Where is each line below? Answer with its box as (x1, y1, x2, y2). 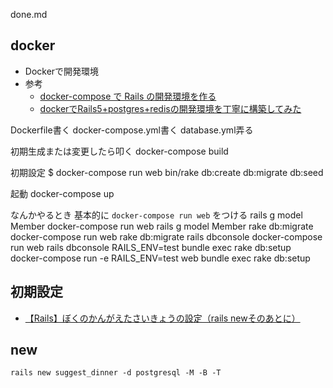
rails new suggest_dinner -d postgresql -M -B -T (10, 368, 222, 378)
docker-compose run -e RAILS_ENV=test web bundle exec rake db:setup (10, 252, 311, 264)
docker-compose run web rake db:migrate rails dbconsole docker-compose (10, 230, 323, 243)
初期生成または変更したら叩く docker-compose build (10, 145, 229, 157)
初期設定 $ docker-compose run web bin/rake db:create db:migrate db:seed (10, 166, 324, 178)
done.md (10, 9, 48, 20)
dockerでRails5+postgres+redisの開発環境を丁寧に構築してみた (39, 102, 302, 114)
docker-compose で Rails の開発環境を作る (39, 90, 217, 102)
